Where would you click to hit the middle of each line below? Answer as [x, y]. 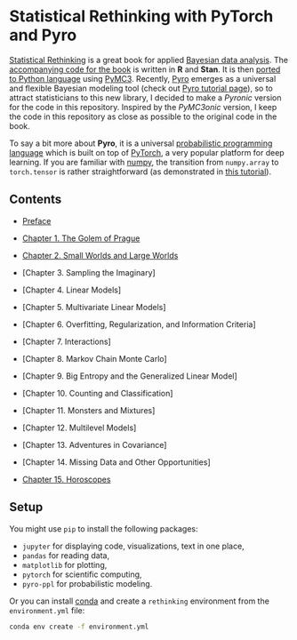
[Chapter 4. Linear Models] [72, 290]
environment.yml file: [47, 610]
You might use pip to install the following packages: [104, 528]
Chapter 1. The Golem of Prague [81, 238]
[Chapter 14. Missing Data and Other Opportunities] [116, 462]
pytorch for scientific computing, [82, 574]
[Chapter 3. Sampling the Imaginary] [88, 272]
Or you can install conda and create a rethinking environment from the [139, 601]
